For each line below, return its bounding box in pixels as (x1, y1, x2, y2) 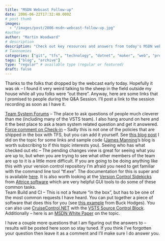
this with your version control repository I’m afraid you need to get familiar (5, 163, 155, 169)
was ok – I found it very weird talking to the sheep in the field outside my (5, 86, 152, 91)
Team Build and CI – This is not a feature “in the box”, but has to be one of (5, 189, 155, 195)
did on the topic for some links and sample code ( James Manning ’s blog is (5, 137, 156, 143)
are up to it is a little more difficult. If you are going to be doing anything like (5, 158, 158, 164)
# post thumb (5, 16, 32, 21)
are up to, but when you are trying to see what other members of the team (5, 153, 155, 158)
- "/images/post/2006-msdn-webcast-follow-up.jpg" (9, 26, 115, 31)
